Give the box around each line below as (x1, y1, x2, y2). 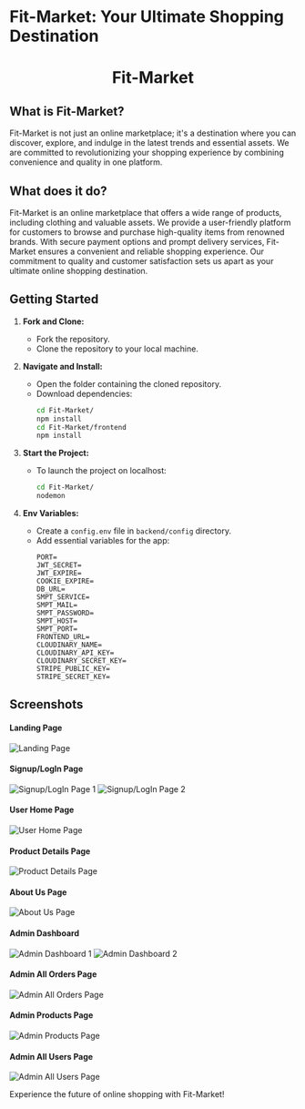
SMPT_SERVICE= (36, 593, 90, 602)
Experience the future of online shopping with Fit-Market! (9, 1089, 225, 1100)
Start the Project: (22, 448, 89, 459)
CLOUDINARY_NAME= (36, 640, 103, 650)
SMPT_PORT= (36, 625, 78, 634)
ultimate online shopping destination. (9, 266, 148, 276)
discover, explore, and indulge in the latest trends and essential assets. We (9, 137, 290, 148)
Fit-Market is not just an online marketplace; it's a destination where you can (9, 127, 297, 138)
